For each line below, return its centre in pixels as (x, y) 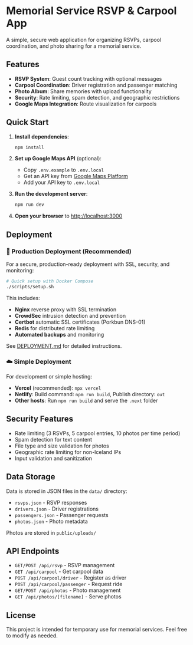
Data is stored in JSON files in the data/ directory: (67, 491)
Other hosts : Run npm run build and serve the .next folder (86, 401)
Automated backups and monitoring (59, 334)
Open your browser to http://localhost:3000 (68, 216)
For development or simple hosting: (49, 377)
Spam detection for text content (53, 439)
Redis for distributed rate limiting (55, 328)
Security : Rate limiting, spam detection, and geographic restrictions (97, 97)
